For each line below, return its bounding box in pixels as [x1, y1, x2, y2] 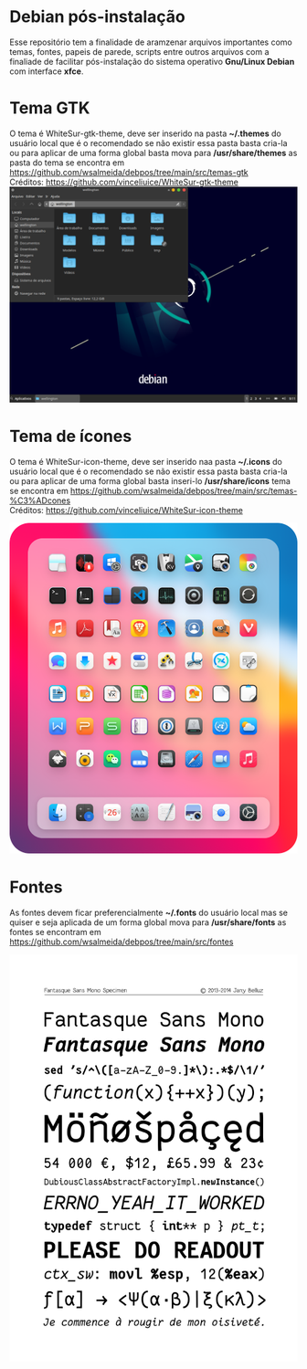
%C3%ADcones [9, 495, 71, 506]
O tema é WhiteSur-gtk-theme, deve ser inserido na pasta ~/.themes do [9, 128, 281, 139]
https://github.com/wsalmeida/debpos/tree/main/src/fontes [9, 936, 234, 947]
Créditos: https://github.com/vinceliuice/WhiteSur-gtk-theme [9, 176, 239, 187]
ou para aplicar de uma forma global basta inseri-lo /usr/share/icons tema [9, 475, 291, 486]
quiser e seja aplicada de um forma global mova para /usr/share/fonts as [9, 916, 287, 928]
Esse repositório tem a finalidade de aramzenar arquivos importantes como [9, 37, 292, 47]
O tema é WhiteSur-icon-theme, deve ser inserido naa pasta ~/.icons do [9, 456, 283, 467]
